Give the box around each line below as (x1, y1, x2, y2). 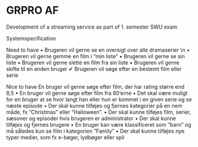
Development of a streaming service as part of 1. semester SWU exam (6, 23, 178, 30)
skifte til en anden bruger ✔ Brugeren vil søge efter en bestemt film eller (6, 65, 182, 72)
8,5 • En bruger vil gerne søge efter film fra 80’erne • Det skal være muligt (6, 89, 188, 96)
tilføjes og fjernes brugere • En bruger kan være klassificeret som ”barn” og (6, 121, 191, 128)
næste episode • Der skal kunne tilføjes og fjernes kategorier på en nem (6, 102, 183, 109)
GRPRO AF (6, 4, 59, 17)
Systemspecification (6, 35, 56, 42)
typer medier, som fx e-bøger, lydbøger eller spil (6, 133, 124, 140)
